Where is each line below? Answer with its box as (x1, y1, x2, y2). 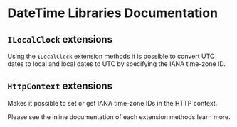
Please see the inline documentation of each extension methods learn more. (7, 112, 231, 121)
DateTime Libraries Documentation (7, 5, 218, 21)
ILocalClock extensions (7, 33, 112, 45)
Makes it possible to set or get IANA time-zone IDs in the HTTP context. (7, 99, 218, 107)
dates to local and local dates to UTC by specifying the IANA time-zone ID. (7, 60, 226, 68)
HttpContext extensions (7, 80, 112, 92)
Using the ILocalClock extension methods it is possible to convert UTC (7, 52, 215, 60)
